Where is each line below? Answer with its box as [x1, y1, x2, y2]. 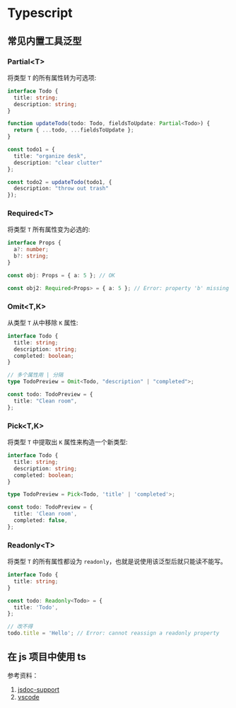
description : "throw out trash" [13, 185, 110, 192]
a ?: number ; [13, 246, 49, 253]
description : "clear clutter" [13, 159, 102, 166]
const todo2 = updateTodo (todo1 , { [7, 178, 112, 185]
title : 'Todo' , [13, 603, 59, 611]
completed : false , [13, 517, 69, 524]
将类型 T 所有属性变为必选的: [7, 225, 90, 234]
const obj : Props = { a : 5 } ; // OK [7, 272, 115, 279]
